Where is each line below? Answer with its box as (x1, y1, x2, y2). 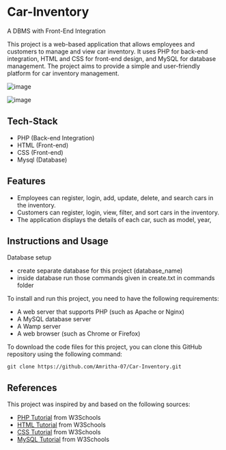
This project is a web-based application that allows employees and (7, 40, 195, 48)
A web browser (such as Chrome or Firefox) (16, 329, 141, 338)
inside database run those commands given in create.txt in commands (16, 274, 215, 282)
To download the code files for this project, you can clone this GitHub (7, 343, 203, 351)
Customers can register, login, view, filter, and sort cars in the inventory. (16, 208, 220, 216)
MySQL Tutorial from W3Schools (16, 436, 110, 444)
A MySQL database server (16, 315, 91, 323)
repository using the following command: (7, 350, 123, 358)
